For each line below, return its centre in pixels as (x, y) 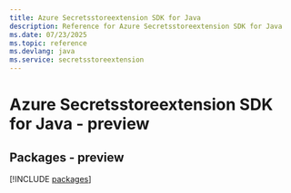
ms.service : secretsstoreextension (77, 60)
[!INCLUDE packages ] (50, 179)
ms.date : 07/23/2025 (49, 34)
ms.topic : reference (49, 43)
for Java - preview (80, 124)
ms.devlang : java (42, 52)
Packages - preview (67, 157)
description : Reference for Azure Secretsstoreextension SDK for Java (146, 26)
